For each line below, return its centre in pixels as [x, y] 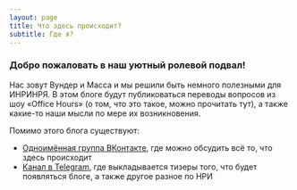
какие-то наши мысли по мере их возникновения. [105, 113]
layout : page [34, 17]
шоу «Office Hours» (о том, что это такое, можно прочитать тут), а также [149, 103]
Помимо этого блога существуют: [75, 130]
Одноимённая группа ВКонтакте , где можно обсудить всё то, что [147, 147]
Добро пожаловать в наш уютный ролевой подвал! [127, 65]
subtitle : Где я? [42, 34]
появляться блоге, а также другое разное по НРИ [117, 176]
